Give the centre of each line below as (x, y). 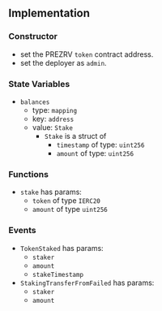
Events (22, 231)
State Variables (39, 84)
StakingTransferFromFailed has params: (87, 283)
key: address (53, 119)
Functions (28, 174)
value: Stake (52, 127)
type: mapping (55, 110)
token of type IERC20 (66, 201)
